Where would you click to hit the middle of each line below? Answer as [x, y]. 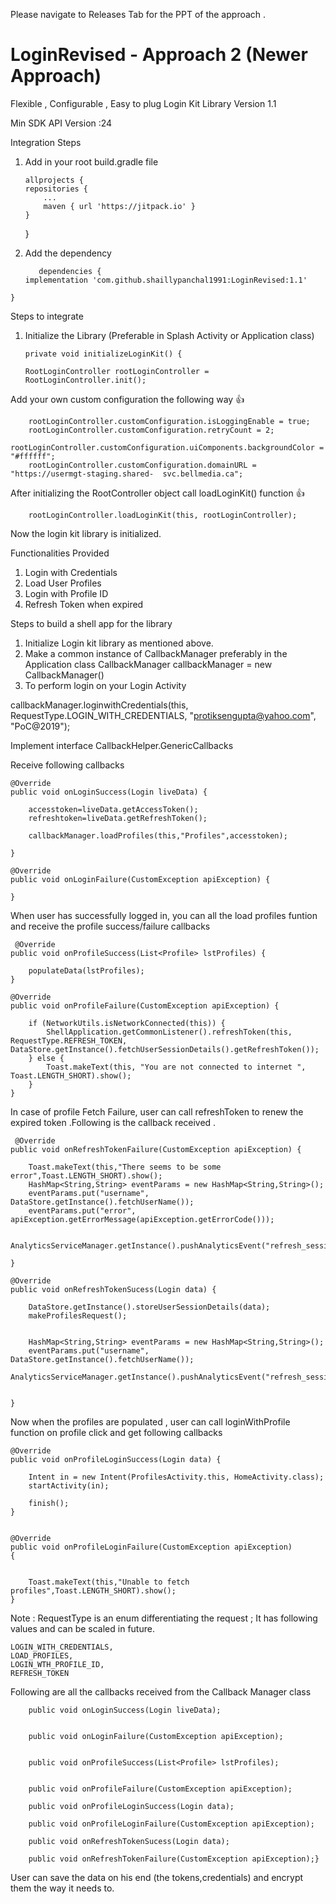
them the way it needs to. [62, 1888]
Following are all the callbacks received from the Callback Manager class [161, 1691]
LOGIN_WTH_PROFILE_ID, [57, 1664]
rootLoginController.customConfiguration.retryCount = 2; [151, 430]
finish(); [49, 1503]
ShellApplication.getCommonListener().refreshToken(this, [169, 1032]
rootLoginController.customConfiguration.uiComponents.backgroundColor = [167, 447]
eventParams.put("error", [82, 1210]
